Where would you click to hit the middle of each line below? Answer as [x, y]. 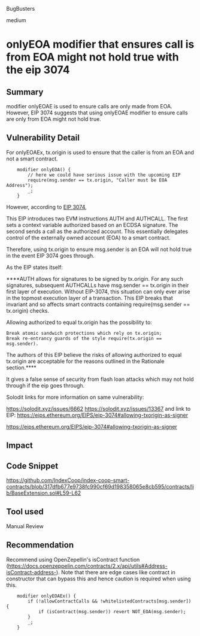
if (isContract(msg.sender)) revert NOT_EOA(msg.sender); [112, 611]
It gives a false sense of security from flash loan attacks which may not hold [100, 379]
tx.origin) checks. [28, 310]
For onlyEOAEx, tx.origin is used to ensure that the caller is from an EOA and [100, 152]
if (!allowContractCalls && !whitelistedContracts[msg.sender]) [110, 601]
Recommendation [40, 545]
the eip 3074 [38, 70]
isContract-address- [31, 572]
